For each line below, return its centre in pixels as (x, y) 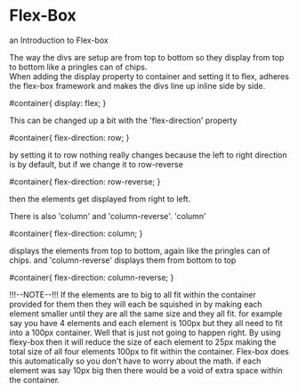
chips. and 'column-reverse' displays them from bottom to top (123, 260)
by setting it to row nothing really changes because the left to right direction (148, 155)
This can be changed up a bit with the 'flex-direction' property (123, 120)
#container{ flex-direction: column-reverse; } (92, 277)
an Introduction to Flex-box (59, 40)
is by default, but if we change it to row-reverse (97, 164)
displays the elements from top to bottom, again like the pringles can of (140, 250)
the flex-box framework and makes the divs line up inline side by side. (137, 86)
